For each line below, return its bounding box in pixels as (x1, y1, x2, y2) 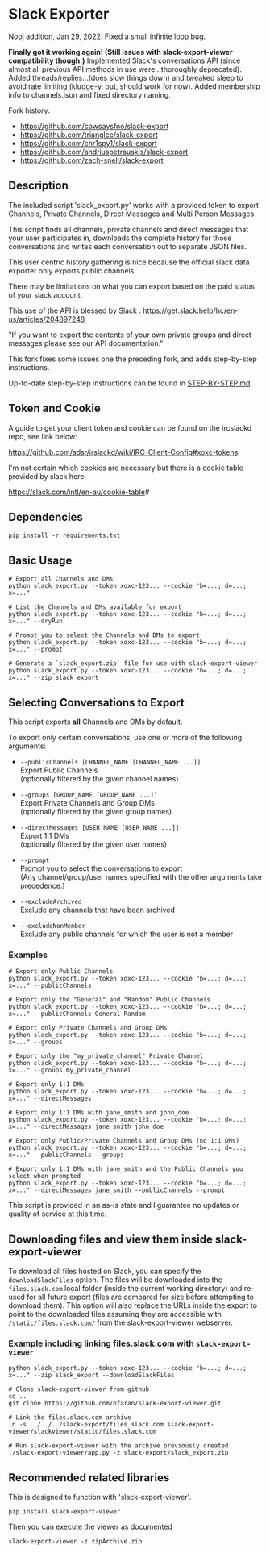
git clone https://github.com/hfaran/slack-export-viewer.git (8, 1400, 222, 1408)
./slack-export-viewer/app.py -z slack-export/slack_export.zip (8, 1449, 229, 1457)
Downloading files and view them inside (8, 1232, 214, 1246)
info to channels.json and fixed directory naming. (8, 90, 171, 99)
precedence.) (19, 881, 66, 890)
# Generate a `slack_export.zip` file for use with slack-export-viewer (8, 660, 258, 668)
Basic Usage (8, 553, 73, 567)
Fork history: (8, 106, 51, 115)
